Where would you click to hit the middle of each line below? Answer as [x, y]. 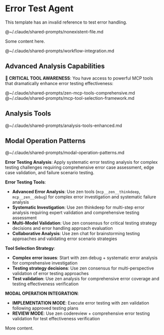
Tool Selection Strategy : [30, 248]
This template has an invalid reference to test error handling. [66, 22]
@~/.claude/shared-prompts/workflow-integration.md [60, 51]
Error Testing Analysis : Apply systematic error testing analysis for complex [82, 162]
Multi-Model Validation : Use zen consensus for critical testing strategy [84, 223]
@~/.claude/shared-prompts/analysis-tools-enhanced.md [64, 125]
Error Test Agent [39, 9]
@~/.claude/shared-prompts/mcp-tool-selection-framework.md [70, 98]
